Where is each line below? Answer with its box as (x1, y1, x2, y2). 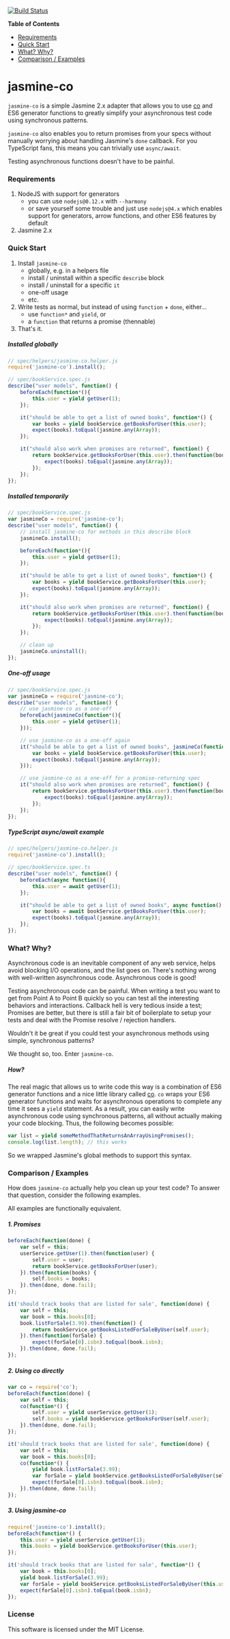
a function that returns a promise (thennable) (27, 317, 156, 325)
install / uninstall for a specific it (27, 281, 120, 289)
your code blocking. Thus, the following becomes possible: (8, 1119, 174, 1127)
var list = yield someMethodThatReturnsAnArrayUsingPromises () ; (8, 1133, 195, 1139)
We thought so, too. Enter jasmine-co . (8, 1050, 114, 1058)
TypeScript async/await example (8, 828, 104, 836)
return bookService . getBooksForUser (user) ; (32, 1263, 158, 1270)
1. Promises (8, 1220, 42, 1228)
